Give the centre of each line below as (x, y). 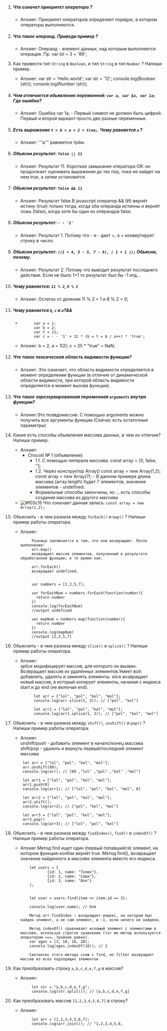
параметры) (33, 425)
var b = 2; (45, 328)
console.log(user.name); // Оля (63, 907)
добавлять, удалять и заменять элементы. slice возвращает (84, 676)
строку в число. (37, 240)
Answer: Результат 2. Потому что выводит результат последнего (89, 270)
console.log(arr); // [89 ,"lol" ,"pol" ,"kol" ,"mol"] (82, 771)
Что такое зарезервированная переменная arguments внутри (79, 397)
